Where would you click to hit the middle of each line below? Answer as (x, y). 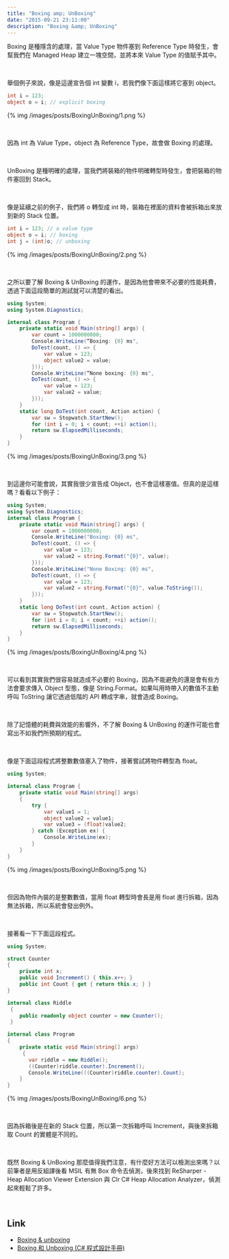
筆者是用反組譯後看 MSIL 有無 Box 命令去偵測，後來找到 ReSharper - (109, 1171)
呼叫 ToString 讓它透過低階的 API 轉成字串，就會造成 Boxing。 (95, 697)
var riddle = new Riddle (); (68, 1060)
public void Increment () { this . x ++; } (76, 978)
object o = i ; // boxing (42, 235)
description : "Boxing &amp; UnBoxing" (62, 26)
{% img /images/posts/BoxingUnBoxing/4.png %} (77, 652)
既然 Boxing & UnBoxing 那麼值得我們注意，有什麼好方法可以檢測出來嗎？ (110, 1162)
